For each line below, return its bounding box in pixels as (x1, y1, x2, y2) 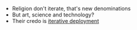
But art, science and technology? (11, 11, 95, 18)
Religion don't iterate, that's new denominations (11, 5, 131, 12)
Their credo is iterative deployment (11, 18, 100, 24)
